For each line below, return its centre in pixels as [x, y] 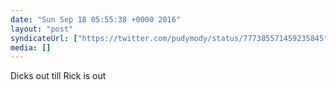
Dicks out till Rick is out [58, 76]
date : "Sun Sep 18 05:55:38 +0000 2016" [96, 19]
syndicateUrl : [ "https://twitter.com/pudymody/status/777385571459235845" [169, 38]
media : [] [31, 47]
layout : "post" [42, 29]
